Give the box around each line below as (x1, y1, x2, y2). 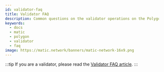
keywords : (5, 20, 25, 26)
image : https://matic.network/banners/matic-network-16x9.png (5, 48, 134, 53)
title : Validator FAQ (5, 12, 49, 17)
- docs (9, 25, 23, 30)
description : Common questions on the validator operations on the (5, 16, 145, 21)
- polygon (9, 35, 29, 39)
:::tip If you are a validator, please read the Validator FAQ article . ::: (5, 61, 138, 67)
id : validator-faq (5, 7, 42, 12)
